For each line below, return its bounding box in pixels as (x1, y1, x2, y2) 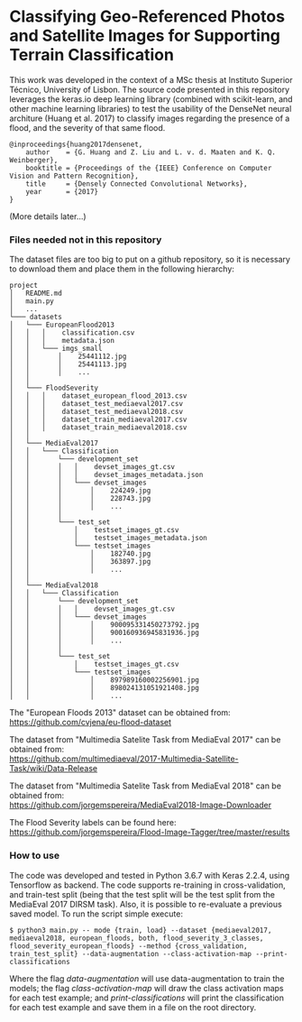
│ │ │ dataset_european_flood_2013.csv (9, 391, 188, 401)
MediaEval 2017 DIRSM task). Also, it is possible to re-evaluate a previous (9, 898, 282, 909)
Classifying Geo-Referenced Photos (9, 6, 286, 27)
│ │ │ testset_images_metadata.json (9, 534, 207, 543)
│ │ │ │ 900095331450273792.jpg (9, 621, 200, 630)
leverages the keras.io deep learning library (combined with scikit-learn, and (9, 93, 293, 105)
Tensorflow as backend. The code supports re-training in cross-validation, (9, 879, 286, 890)
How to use (9, 850, 60, 862)
